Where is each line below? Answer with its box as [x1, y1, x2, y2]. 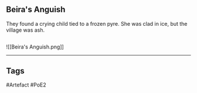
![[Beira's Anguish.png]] [6, 43, 64, 50]
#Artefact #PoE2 [6, 81, 47, 88]
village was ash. [6, 26, 45, 33]
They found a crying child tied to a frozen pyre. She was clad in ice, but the [6, 20, 188, 27]
